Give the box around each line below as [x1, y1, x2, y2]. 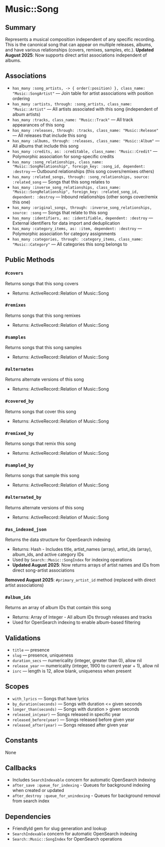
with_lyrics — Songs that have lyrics [12, 695, 89, 701]
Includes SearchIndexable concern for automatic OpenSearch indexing [12, 777, 156, 783]
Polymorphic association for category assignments [12, 231, 116, 237]
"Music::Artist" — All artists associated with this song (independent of [12, 106, 158, 112]
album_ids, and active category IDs [12, 551, 84, 557]
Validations [5, 634, 41, 642]
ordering [12, 95, 30, 101]
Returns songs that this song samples [5, 345, 82, 351]
